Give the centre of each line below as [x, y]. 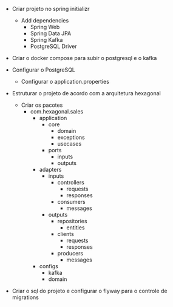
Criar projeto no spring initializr [51, 9]
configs [49, 266]
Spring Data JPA [51, 33]
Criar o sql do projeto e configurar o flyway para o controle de [90, 291]
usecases [70, 144]
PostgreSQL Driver [53, 46]
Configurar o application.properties [65, 82]
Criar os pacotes [42, 105]
